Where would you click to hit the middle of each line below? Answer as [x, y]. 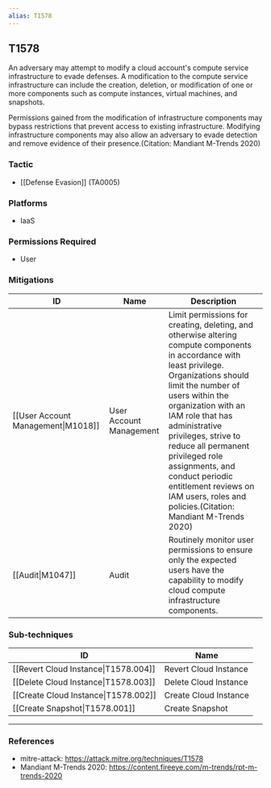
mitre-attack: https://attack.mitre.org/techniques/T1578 [112, 759]
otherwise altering [203, 334]
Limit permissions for [208, 314]
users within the [198, 395]
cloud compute [197, 590]
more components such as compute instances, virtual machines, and [123, 94]
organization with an [207, 405]
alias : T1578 [30, 16]
